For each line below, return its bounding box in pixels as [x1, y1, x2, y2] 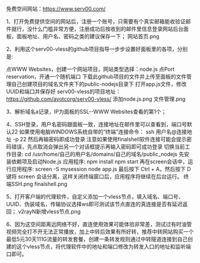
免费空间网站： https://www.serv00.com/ [6, 5, 106, 12]
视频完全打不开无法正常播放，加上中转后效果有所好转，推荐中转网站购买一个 [6, 228, 194, 235]
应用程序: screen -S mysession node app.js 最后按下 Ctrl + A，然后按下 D [11, 166, 192, 172]
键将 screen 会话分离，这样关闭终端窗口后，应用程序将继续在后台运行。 [6, 173, 183, 180]
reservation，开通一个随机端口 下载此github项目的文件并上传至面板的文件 [6, 73, 187, 80]
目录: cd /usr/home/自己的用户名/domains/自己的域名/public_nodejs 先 [11, 151, 185, 157]
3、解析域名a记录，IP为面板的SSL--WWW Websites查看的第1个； [6, 108, 167, 115]
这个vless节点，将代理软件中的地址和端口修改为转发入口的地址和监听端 [16, 243, 192, 250]
